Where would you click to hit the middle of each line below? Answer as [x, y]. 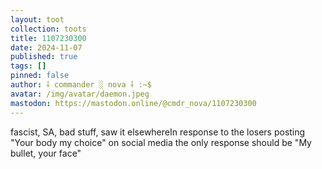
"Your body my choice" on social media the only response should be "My [161, 142]
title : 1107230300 [48, 38]
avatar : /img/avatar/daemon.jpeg [80, 94]
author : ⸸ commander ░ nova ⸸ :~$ [81, 85]
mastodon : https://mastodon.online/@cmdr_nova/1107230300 [133, 103]
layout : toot [37, 19]
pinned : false [40, 76]
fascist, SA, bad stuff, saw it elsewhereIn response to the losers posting [158, 132]
